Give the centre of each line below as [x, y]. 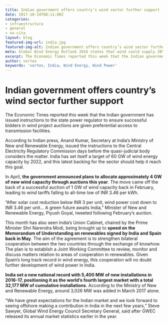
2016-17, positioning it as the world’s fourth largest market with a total [79, 280]
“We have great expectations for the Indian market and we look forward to [81, 300]
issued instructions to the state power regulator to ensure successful [76, 120]
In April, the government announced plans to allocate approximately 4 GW [83, 177]
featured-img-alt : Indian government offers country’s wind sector [77, 47]
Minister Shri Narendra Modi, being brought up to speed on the [70, 228]
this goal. [14, 167]
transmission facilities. [28, 131]
